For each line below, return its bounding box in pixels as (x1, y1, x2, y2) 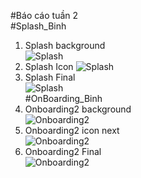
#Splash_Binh (10, 20, 67, 32)
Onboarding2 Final (24, 146, 102, 157)
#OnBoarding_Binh (24, 93, 103, 104)
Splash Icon (24, 61, 74, 72)
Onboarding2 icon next (24, 125, 120, 136)
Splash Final (24, 71, 76, 83)
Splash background (24, 40, 106, 51)
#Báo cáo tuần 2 (10, 10, 79, 21)
